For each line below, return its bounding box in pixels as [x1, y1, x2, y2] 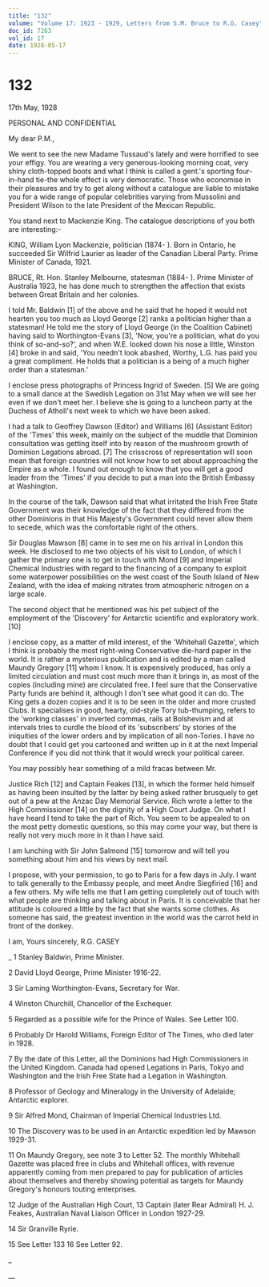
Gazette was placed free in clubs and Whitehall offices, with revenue [8, 1159, 235, 1168]
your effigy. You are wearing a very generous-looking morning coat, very [8, 158, 249, 168]
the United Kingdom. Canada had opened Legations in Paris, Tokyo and [8, 1062, 244, 1072]
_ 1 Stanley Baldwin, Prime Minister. [8, 952, 125, 962]
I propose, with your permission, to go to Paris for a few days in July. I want [8, 870, 257, 879]
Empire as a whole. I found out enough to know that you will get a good [8, 465, 243, 474]
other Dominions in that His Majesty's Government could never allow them [8, 514, 254, 524]
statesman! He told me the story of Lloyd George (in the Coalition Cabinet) [8, 323, 253, 332]
